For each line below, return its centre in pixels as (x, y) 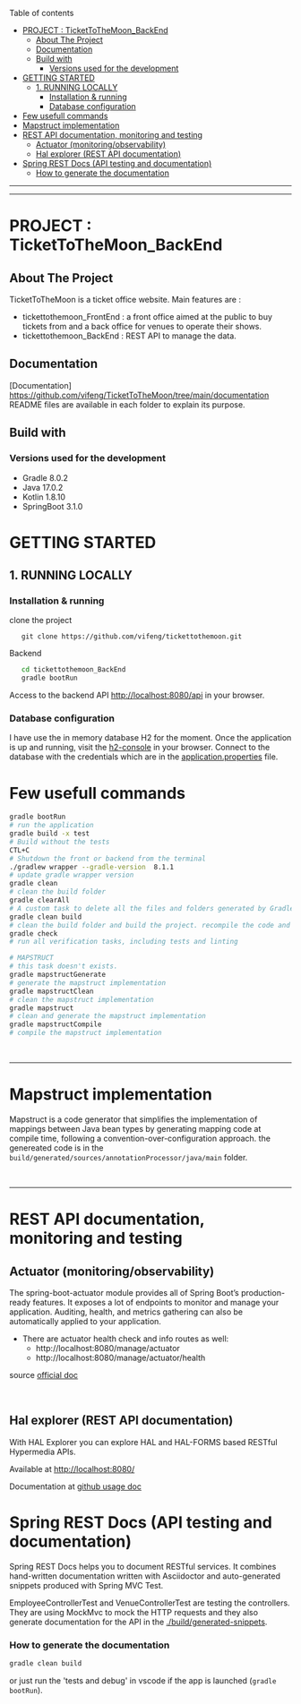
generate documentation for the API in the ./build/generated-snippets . (138, 1622)
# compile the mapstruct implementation (86, 1033)
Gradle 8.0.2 (45, 477)
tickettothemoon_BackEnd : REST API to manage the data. (129, 336)
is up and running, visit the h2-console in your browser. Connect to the (140, 748)
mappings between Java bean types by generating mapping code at (135, 1129)
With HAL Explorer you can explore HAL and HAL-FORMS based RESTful (143, 1442)
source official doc (44, 1375)
